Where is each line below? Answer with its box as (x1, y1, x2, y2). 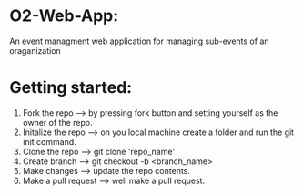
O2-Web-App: (9, 5, 119, 26)
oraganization (9, 45, 61, 56)
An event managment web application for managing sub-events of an (9, 36, 270, 46)
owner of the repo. (22, 117, 93, 128)
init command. (22, 136, 77, 147)
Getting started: (9, 77, 133, 98)
